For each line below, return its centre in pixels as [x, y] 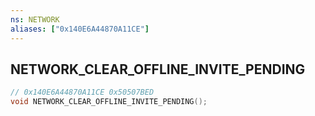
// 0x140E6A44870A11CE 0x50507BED [82, 92]
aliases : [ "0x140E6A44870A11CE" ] [80, 29]
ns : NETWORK [35, 19]
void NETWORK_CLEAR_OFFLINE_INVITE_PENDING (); [109, 102]
